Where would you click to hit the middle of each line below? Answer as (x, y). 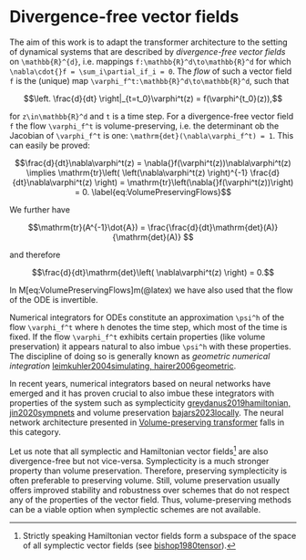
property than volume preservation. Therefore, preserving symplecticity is (148, 471)
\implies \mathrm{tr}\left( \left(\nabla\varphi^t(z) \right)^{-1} (137, 172)
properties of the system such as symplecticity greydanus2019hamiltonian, (150, 402)
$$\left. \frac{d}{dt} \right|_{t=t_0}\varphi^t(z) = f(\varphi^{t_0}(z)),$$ (153, 99)
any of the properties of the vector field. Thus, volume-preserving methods (150, 500)
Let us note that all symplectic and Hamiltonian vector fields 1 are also (139, 451)
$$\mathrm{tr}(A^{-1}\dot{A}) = (87, 227)
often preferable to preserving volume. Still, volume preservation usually (145, 480)
